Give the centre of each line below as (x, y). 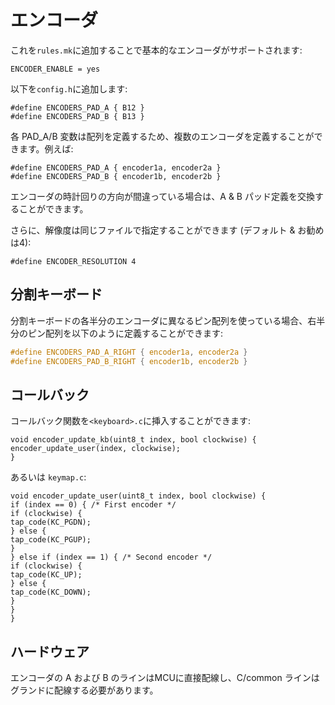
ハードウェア (50, 651)
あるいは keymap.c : (48, 477)
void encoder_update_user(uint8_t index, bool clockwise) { (138, 496)
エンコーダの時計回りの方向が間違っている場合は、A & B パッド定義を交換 (162, 196)
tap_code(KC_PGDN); (51, 522)
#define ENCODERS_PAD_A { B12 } (77, 107)
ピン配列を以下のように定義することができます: (125, 333)
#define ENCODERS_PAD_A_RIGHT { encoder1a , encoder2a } (129, 352)
